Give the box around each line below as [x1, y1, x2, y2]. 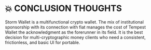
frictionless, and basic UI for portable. [5, 39, 81, 45]
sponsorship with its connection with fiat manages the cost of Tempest [5, 24, 146, 30]
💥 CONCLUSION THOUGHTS [5, 3, 122, 14]
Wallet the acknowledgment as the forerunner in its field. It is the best [5, 29, 143, 35]
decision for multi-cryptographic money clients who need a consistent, [5, 34, 146, 40]
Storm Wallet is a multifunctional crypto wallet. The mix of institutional [5, 19, 144, 25]
